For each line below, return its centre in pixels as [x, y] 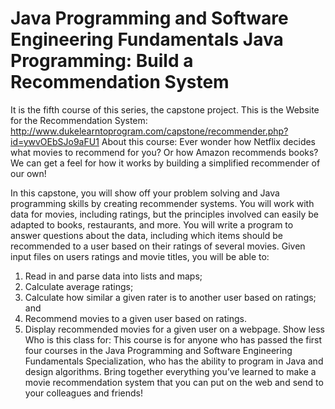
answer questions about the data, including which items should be [146, 235]
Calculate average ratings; [79, 286]
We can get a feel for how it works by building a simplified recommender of [165, 163]
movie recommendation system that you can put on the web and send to [174, 382]
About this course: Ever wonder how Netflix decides [209, 141]
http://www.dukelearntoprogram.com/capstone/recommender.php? [149, 131]
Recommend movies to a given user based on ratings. [135, 318]
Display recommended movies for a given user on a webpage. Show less [174, 329]
